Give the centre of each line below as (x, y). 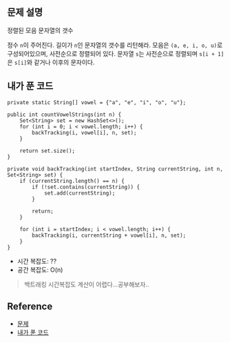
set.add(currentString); (80, 193)
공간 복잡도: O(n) (40, 269)
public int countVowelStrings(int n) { (64, 115)
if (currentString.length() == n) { (72, 181)
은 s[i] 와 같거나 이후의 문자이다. (51, 62)
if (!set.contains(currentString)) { (86, 187)
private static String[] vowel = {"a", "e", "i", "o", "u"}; (97, 102)
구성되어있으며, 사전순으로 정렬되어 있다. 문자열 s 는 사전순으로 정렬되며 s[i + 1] (116, 53)
